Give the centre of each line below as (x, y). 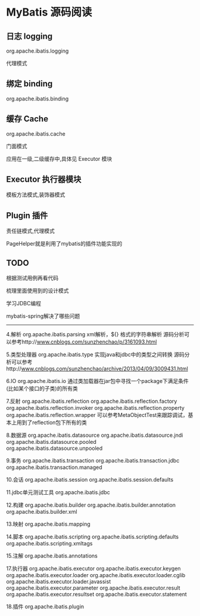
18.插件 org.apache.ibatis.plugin (45, 606)
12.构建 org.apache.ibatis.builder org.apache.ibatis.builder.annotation (91, 505)
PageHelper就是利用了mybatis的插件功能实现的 (64, 244)
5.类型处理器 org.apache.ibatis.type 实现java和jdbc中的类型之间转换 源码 (95, 355)
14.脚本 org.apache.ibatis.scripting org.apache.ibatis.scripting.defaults (93, 537)
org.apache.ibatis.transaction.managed (54, 467)
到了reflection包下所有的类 (54, 422)
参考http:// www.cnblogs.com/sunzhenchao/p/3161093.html (84, 342)
